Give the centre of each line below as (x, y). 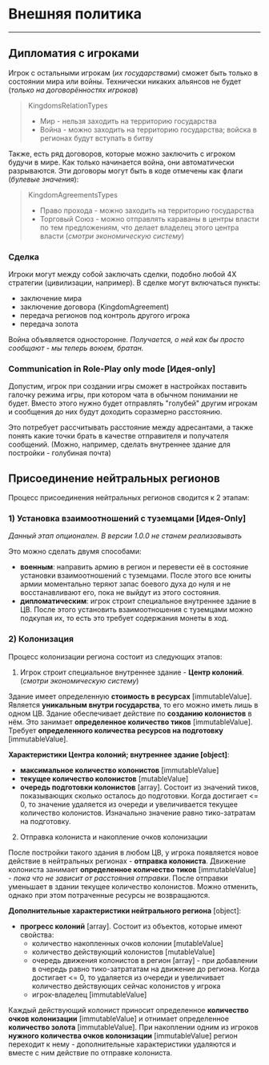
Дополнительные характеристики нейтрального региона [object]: (125, 910)
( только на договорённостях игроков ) (73, 90)
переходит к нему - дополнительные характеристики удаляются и (122, 1044)
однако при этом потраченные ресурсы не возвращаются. (109, 895)
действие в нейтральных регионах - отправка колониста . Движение (127, 861)
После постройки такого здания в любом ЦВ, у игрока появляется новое (133, 852)
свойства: (37, 934)
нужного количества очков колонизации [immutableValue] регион (123, 1035)
